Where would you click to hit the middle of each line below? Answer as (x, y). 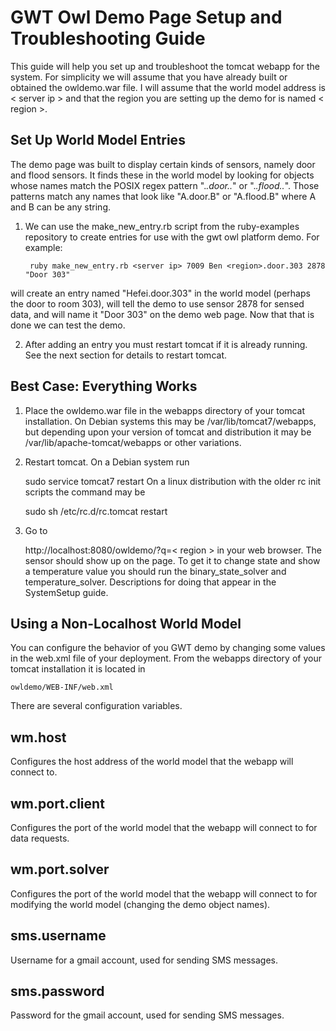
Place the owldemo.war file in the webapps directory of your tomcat (164, 410)
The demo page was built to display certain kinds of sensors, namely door (163, 164)
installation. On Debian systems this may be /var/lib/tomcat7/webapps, (170, 421)
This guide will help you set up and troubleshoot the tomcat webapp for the (165, 66)
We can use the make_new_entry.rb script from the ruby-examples (162, 226)
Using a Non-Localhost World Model (126, 623)
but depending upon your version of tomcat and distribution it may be (168, 432)
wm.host (38, 737)
